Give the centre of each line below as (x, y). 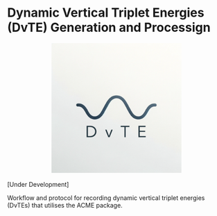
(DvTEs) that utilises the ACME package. (65, 205)
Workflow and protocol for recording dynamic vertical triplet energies (106, 198)
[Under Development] (38, 184)
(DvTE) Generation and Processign (109, 27)
